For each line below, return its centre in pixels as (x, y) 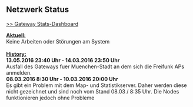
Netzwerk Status (38, 10)
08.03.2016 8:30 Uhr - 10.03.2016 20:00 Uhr (62, 79)
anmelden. (19, 72)
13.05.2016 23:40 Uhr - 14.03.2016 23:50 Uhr (63, 60)
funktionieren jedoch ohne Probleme (50, 98)
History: (16, 54)
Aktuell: (16, 35)
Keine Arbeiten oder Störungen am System (58, 41)
